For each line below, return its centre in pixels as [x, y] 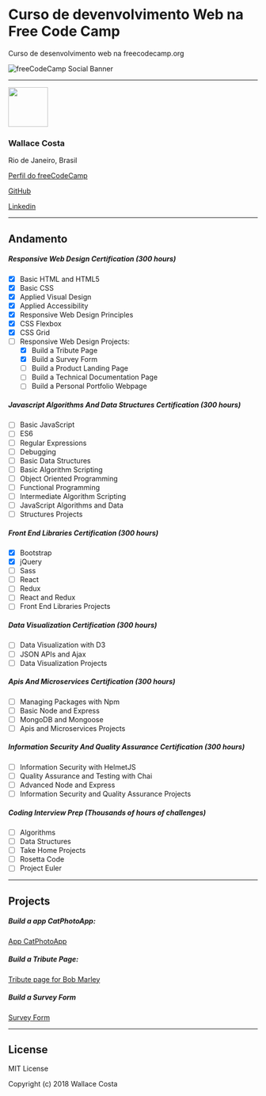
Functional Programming [60, 487]
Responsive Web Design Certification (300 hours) [92, 259]
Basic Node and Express [60, 710]
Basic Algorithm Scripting [61, 470]
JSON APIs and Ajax [53, 654]
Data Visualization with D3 [63, 645]
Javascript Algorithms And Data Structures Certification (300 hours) [125, 405]
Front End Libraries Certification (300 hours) [84, 533]
